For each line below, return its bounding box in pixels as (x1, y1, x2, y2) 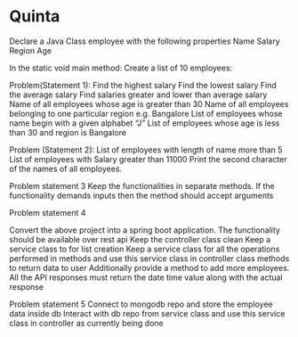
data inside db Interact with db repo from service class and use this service (9, 308, 286, 318)
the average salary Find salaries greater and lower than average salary (9, 89, 268, 100)
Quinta (9, 6, 60, 27)
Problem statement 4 (9, 207, 86, 218)
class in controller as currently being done (9, 317, 164, 328)
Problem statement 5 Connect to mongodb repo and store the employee (9, 299, 273, 309)
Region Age (9, 45, 52, 55)
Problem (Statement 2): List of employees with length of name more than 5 (9, 144, 283, 155)
